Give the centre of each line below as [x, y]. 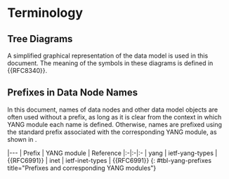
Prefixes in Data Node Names [73, 93]
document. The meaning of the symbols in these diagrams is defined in [110, 63]
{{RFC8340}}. [27, 71]
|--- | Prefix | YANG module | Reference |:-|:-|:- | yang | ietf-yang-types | [112, 153]
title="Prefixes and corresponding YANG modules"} [82, 168]
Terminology [45, 13]
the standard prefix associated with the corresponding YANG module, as [112, 132]
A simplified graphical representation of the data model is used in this [108, 55]
